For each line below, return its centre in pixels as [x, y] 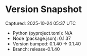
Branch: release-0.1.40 [36, 49]
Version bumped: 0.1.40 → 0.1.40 [47, 43]
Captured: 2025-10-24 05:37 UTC [40, 23]
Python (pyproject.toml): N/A [42, 33]
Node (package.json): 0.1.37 [42, 38]
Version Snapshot [43, 9]
